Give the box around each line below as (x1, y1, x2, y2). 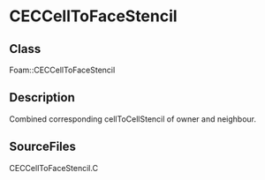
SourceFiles (9, 139, 77, 154)
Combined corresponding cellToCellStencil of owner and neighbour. (9, 113, 257, 124)
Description (9, 90, 75, 105)
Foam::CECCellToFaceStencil (9, 64, 116, 75)
